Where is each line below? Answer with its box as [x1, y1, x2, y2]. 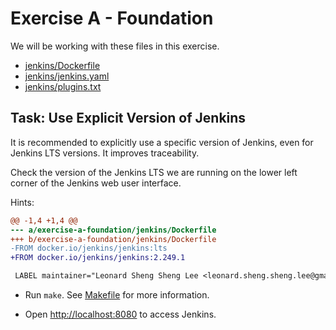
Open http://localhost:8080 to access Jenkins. [24, 308, 217, 320]
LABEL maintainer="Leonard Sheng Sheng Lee [14, 271, 199, 281]
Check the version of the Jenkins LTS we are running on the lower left [10, 166, 298, 178]
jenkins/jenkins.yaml [24, 70, 110, 82]
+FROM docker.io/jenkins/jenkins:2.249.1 [10, 253, 186, 263]
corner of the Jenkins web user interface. [10, 177, 182, 189]
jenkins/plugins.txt [24, 80, 102, 92]
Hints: [10, 196, 35, 208]
